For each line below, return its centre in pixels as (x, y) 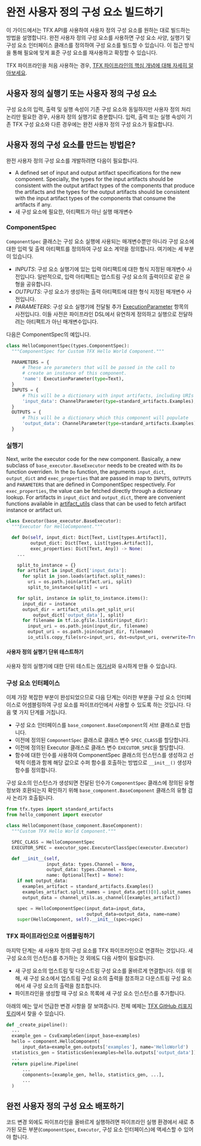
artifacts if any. (33, 204)
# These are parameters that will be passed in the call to (98, 368)
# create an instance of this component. (74, 373)
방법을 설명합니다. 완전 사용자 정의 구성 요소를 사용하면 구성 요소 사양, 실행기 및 (99, 37)
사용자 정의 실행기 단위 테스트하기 (45, 651)
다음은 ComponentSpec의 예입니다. (48, 334)
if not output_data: (42, 881)
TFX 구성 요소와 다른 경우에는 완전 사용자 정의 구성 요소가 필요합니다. (93, 124)
